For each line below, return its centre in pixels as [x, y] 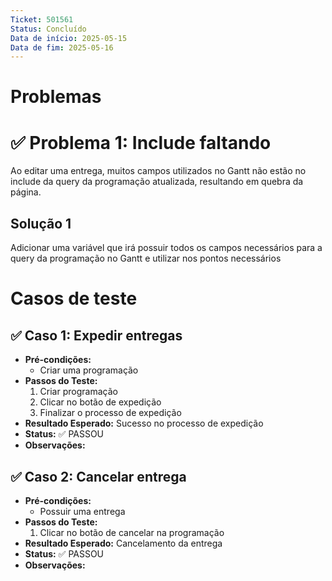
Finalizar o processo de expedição [110, 413]
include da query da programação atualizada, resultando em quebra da [157, 182]
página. [26, 192]
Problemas [56, 97]
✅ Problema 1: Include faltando [141, 142]
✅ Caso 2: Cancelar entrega [98, 476]
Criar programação [78, 392]
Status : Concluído [48, 29]
